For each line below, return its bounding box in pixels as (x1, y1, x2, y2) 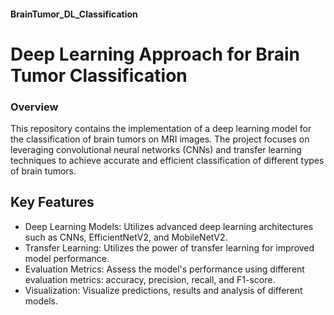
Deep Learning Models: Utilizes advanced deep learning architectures (24, 220, 314, 232)
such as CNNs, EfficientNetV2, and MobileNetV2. (24, 231, 228, 243)
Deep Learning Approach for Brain (10, 43, 301, 65)
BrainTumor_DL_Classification (10, 8, 138, 20)
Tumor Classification (10, 64, 188, 87)
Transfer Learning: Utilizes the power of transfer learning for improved (24, 241, 315, 254)
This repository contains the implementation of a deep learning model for (10, 123, 312, 135)
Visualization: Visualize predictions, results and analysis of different (24, 284, 303, 296)
